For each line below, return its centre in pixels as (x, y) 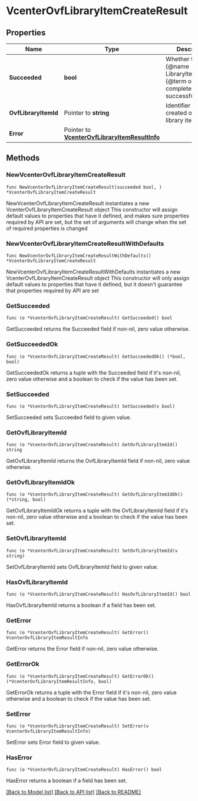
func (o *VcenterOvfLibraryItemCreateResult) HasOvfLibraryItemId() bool (99, 594)
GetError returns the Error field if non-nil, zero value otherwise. (82, 649)
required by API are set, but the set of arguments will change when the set (96, 222)
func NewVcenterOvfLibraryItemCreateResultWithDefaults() (79, 256)
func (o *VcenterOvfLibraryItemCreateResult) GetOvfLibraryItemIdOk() (95, 495)
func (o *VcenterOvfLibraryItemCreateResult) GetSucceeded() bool (89, 318)
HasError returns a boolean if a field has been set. (67, 781)
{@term (176, 81)
